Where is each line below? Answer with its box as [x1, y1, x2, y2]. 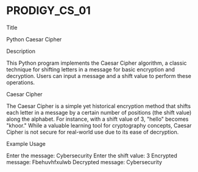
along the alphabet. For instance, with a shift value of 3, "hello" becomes [6, 115, 189, 123]
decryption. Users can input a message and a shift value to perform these [6, 72, 192, 79]
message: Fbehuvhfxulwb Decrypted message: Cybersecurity [6, 158, 163, 165]
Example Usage [6, 140, 46, 147]
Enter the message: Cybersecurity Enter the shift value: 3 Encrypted [6, 152, 178, 159]
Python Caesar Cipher [6, 35, 62, 43]
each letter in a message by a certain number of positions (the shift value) [6, 109, 192, 116]
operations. [6, 79, 35, 86]
